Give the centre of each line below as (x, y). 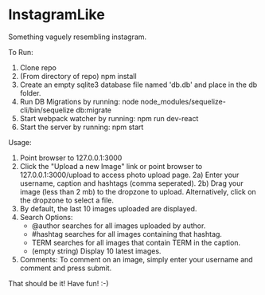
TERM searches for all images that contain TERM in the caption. (136, 242)
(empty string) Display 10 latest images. (96, 251)
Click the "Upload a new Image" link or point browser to (111, 166)
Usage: (20, 142)
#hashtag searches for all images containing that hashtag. (127, 234)
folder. (30, 92)
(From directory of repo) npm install (78, 76)
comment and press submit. (66, 268)
